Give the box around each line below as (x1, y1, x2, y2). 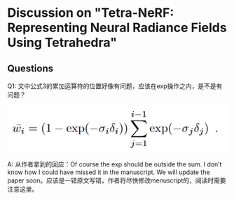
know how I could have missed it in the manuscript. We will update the (7, 168, 210, 176)
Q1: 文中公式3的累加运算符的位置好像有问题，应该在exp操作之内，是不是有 (7, 82, 223, 90)
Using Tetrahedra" (7, 35, 118, 50)
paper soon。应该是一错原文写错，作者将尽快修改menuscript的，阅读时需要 (7, 176, 226, 185)
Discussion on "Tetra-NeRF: (7, 5, 174, 21)
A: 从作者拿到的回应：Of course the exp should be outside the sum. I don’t (7, 159, 222, 169)
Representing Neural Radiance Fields (7, 20, 227, 36)
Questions (7, 62, 54, 74)
